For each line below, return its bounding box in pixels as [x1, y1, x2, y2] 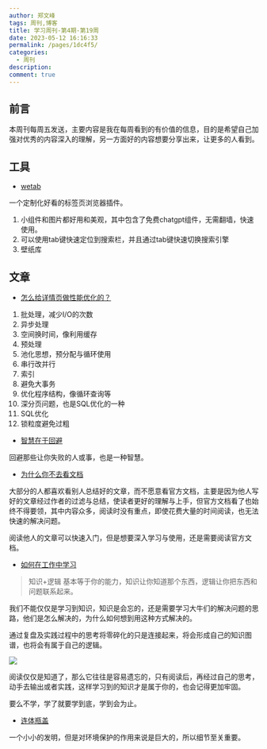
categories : [9, 48, 48, 56]
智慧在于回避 [20, 436, 63, 446]
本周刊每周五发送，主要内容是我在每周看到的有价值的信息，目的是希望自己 [9, 125, 252, 134]
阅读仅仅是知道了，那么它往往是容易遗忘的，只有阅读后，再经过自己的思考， [9, 672, 259, 681]
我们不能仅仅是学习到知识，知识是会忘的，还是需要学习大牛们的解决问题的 [9, 604, 252, 613]
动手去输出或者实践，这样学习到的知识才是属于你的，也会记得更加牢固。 [9, 682, 245, 692]
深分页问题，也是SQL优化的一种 [20, 399, 125, 409]
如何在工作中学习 [20, 560, 77, 569]
